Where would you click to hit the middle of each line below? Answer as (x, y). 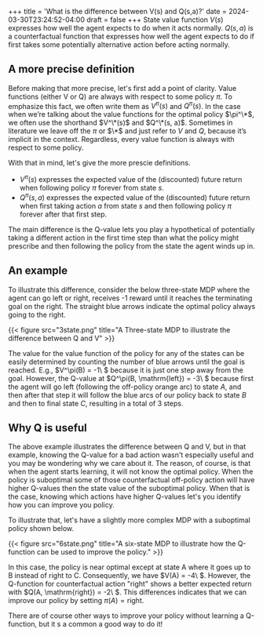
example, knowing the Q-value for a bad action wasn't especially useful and (131, 455)
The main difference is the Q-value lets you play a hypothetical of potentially (131, 229)
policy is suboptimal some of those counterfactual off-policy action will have (131, 480)
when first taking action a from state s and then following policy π (125, 205)
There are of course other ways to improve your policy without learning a (126, 616)
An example (38, 271)
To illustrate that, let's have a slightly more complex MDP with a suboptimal (130, 520)
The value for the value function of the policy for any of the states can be (126, 353)
